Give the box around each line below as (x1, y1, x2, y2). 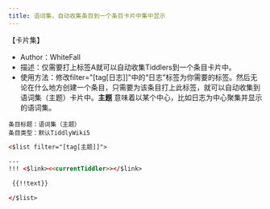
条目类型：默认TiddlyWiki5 (8, 128, 90, 137)
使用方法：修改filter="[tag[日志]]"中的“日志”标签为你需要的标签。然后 (19, 72, 251, 82)
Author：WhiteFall (19, 52, 81, 61)
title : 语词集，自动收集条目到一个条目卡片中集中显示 (8, 11, 166, 20)
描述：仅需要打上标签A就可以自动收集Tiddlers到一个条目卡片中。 (19, 62, 236, 72)
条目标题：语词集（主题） (8, 120, 81, 128)
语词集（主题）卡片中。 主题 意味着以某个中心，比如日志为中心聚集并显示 (19, 92, 263, 102)
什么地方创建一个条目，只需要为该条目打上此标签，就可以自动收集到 (34, 82, 260, 92)
